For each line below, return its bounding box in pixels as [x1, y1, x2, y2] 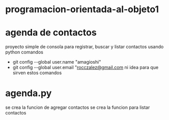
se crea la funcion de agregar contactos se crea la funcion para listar [5, 104, 150, 110]
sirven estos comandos [12, 70, 62, 76]
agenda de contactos [5, 27, 97, 39]
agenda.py [5, 87, 52, 99]
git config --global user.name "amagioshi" [12, 59, 101, 65]
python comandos [5, 49, 43, 55]
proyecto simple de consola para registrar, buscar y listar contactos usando [5, 44, 164, 50]
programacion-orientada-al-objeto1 [5, 4, 159, 15]
